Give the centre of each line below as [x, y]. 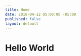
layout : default [22, 24]
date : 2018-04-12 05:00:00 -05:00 [41, 14]
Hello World [30, 48]
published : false [23, 19]
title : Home [17, 10]
